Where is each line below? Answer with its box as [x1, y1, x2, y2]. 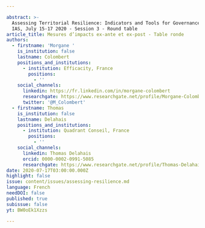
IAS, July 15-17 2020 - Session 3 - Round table [12, 26, 138, 32]
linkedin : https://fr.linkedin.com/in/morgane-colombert [22, 88, 171, 94]
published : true [6, 196, 48, 202]
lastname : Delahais [17, 116, 67, 123]
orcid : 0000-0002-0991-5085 [22, 156, 95, 162]
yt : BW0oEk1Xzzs [6, 207, 48, 213]
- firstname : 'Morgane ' [12, 43, 75, 49]
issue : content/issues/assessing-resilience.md [6, 179, 130, 185]
